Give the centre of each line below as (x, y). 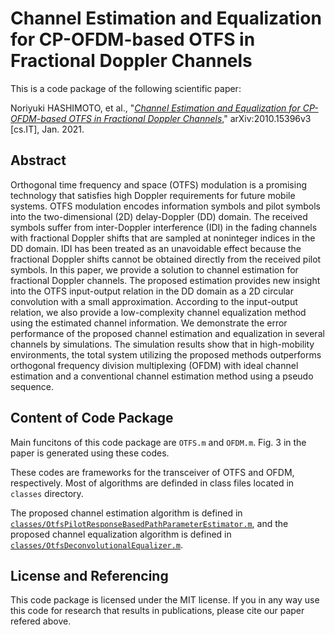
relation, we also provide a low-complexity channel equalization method (158, 312)
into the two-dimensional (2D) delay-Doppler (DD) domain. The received (159, 216)
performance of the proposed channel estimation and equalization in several (167, 333)
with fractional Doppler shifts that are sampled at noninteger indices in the (163, 238)
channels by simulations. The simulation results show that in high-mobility (162, 344)
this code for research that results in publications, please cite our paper (157, 611)
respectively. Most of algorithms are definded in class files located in (152, 483)
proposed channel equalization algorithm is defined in (121, 534)
